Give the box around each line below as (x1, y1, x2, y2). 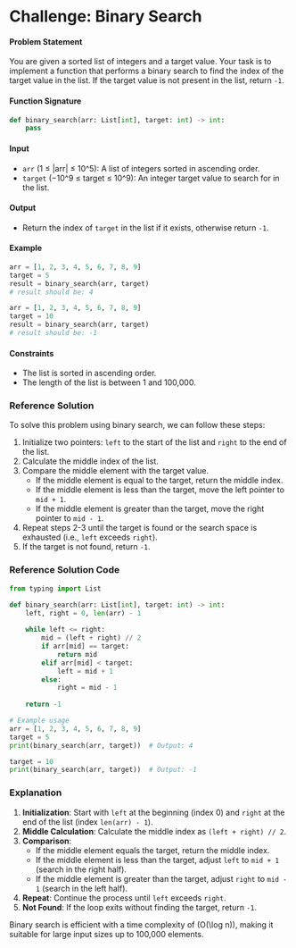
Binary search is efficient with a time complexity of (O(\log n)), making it (9, 919, 274, 930)
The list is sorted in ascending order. (21, 368, 157, 379)
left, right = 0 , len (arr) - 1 (25, 608, 142, 617)
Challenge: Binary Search (9, 6, 202, 27)
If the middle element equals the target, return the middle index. (35, 844, 270, 855)
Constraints (9, 348, 54, 358)
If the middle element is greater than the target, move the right (35, 503, 265, 515)
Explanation (9, 786, 62, 799)
